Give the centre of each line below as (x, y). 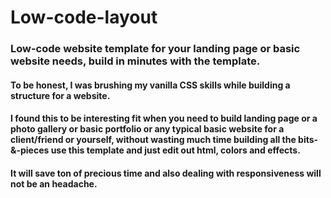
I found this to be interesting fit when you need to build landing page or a (164, 118)
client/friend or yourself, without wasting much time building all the (153, 140)
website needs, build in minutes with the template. (135, 61)
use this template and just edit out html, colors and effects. (175, 150)
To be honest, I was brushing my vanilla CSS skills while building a (150, 85)
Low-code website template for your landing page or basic (155, 49)
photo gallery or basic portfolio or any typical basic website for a (147, 129)
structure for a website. (60, 95)
